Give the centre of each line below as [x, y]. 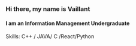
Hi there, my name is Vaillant [48, 9]
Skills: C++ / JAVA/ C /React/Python [50, 36]
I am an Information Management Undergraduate [68, 23]
